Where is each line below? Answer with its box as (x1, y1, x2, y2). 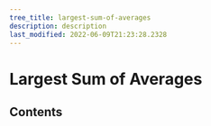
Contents (9, 104, 63, 120)
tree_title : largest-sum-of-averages (9, 13, 151, 22)
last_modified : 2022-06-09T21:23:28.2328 (9, 30, 168, 39)
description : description (9, 22, 106, 31)
